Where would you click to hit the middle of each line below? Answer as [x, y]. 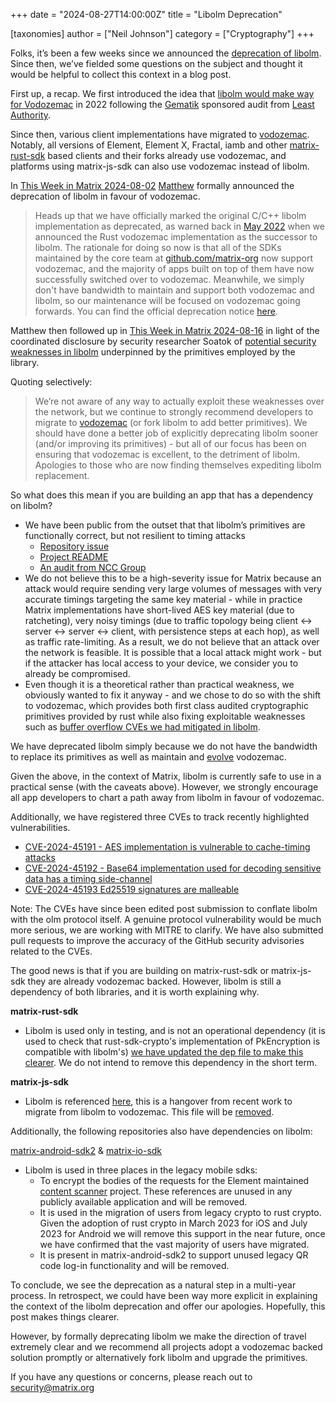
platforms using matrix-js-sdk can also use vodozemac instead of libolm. [160, 166]
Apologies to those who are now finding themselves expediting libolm [178, 465]
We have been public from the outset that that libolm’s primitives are [165, 525]
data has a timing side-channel [88, 878]
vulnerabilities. [40, 827]
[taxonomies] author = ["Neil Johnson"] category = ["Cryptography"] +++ [162, 33]
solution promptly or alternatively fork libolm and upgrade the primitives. [159, 1357]
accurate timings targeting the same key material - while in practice [163, 599]
